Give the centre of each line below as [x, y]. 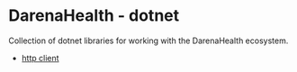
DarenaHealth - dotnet [94, 16]
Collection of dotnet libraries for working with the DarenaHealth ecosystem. [148, 40]
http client [40, 58]
